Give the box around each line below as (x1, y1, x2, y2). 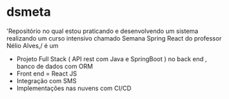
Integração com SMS (16, 76, 77, 85)
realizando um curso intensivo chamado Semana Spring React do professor (6, 34, 222, 42)
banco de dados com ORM (16, 62, 93, 70)
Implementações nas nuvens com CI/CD (16, 84, 132, 92)
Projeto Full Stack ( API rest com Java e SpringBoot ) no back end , (16, 54, 208, 63)
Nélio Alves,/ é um (6, 41, 59, 49)
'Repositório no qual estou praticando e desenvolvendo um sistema (6, 27, 199, 35)
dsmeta (6, 4, 51, 20)
